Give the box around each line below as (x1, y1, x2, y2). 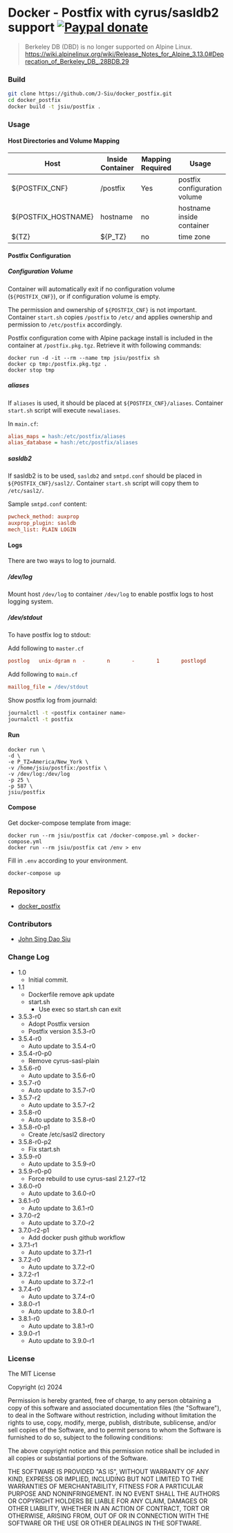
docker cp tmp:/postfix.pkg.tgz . (8, 361, 108, 367)
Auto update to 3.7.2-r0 (28, 1263, 95, 1271)
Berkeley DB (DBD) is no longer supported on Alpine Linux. (24, 42, 193, 51)
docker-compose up (8, 869, 61, 876)
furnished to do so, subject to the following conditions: (8, 1433, 163, 1441)
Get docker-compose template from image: (8, 818, 131, 826)
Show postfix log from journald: (8, 695, 97, 704)
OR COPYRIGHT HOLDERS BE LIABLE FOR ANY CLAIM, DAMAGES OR (8, 1496, 208, 1505)
